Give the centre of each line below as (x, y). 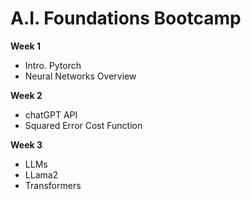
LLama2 (41, 174)
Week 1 (25, 46)
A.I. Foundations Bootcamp (126, 18)
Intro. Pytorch (53, 65)
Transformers (53, 185)
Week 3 (26, 144)
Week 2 (26, 95)
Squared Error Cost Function (83, 125)
